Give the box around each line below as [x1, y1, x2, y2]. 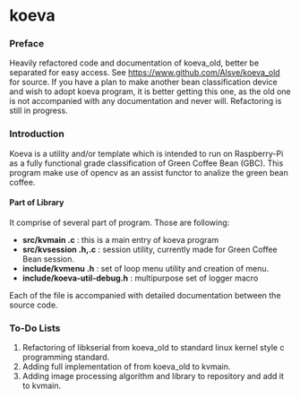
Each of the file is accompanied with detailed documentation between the [9, 290, 281, 300]
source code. [9, 299, 58, 310]
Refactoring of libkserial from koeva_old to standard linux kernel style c [21, 342, 285, 353]
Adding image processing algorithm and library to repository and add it [21, 371, 285, 382]
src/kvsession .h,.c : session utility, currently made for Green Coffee [21, 244, 278, 255]
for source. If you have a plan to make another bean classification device [9, 77, 278, 88]
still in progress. [9, 105, 69, 117]
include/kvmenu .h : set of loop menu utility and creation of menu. [21, 263, 270, 273]
